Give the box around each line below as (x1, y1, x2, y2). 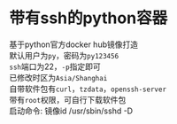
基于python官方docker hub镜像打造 (9, 39, 139, 50)
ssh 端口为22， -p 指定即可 (9, 61, 101, 72)
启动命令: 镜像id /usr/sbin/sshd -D (9, 105, 134, 116)
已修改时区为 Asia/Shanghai (9, 72, 108, 82)
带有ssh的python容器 (9, 8, 168, 28)
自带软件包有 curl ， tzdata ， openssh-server (9, 83, 166, 94)
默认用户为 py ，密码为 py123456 (9, 50, 119, 60)
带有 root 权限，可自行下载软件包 (9, 94, 127, 105)
